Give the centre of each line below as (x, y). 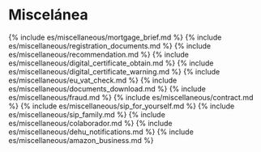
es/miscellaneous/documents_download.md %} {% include (107, 89)
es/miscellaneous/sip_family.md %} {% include (87, 114)
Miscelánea (48, 15)
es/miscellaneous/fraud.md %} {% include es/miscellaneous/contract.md (131, 97)
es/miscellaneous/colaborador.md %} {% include (90, 123)
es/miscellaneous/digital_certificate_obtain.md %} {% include (111, 63)
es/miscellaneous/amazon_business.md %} (81, 140)
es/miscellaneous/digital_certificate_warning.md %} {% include (114, 71)
